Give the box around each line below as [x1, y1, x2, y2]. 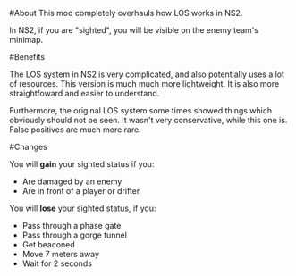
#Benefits [9, 52, 46, 62]
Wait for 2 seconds [21, 258, 92, 269]
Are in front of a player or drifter [21, 186, 140, 196]
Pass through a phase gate [21, 221, 122, 230]
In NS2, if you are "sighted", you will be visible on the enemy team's [9, 25, 259, 35]
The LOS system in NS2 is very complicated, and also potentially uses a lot [9, 69, 284, 79]
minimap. [9, 35, 44, 45]
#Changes [9, 142, 47, 152]
